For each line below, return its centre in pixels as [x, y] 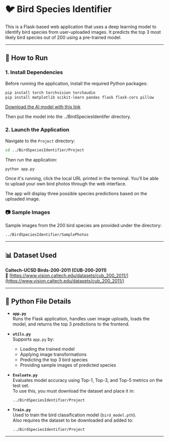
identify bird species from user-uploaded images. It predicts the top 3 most [83, 32]
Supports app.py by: [33, 339]
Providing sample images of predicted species [68, 365]
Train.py [22, 410]
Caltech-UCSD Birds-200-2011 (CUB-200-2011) [56, 270]
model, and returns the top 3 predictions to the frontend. [71, 324]
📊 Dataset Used [31, 256]
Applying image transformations [53, 354]
